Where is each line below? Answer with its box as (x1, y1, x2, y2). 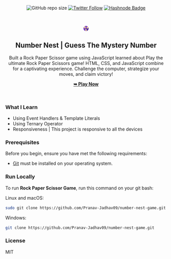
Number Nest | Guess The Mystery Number (15, 41, 157, 50)
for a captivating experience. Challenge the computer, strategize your (12, 66, 160, 72)
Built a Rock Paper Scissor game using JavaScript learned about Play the (9, 54, 163, 61)
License (5, 237, 26, 244)
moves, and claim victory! (58, 71, 114, 77)
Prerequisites (5, 139, 39, 146)
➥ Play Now (73, 81, 99, 87)
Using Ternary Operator (12, 121, 63, 127)
